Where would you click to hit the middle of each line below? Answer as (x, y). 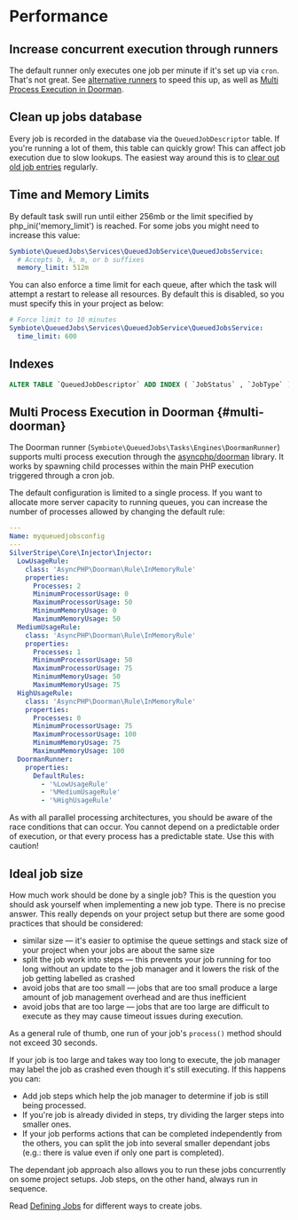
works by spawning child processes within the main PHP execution (132, 466)
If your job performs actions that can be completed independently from (152, 1133)
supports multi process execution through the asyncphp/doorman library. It (146, 457)
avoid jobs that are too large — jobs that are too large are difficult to (145, 1006)
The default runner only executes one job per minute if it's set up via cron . (144, 70)
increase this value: (45, 235)
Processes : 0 (57, 718)
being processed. (54, 1105)
